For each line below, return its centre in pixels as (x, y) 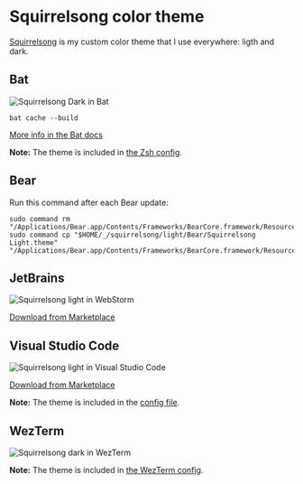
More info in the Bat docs (56, 135)
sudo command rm (40, 219)
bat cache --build (44, 118)
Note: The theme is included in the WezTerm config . (106, 470)
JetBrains (37, 278)
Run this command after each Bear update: (89, 202)
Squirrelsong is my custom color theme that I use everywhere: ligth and (142, 42)
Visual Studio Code (64, 345)
